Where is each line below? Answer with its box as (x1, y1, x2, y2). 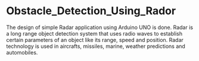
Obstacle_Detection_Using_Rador (6, 4, 176, 18)
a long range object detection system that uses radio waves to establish (6, 30, 183, 37)
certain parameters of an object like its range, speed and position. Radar (6, 36, 184, 43)
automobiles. (6, 49, 38, 56)
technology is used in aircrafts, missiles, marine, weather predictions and (6, 43, 186, 50)
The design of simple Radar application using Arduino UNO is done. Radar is (6, 24, 194, 31)
